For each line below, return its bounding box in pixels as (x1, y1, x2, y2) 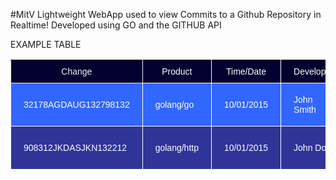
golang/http (154, 142, 199, 153)
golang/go (154, 99, 195, 110)
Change (61, 66, 93, 77)
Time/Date (225, 66, 267, 77)
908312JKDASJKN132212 (23, 142, 128, 153)
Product (161, 66, 193, 77)
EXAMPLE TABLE (10, 39, 82, 50)
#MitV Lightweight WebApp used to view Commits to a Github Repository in (10, 9, 322, 20)
